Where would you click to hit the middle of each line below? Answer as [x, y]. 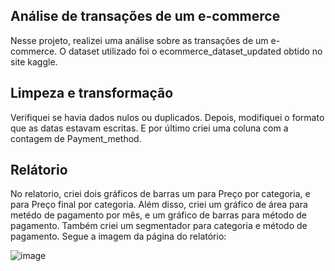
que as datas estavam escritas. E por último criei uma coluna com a [149, 128]
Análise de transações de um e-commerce [145, 16]
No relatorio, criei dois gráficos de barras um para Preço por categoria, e [160, 194]
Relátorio [39, 170]
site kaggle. [34, 61]
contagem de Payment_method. [76, 138]
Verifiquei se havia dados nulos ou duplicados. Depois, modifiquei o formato [167, 117]
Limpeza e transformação [92, 93]
